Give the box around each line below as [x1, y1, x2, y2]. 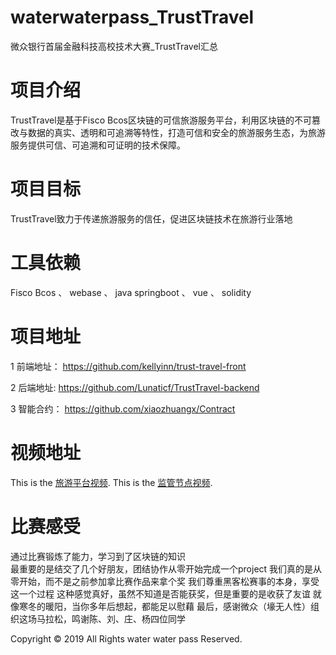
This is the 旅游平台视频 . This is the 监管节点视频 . [10, 476, 213, 488]
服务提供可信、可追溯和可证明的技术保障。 [10, 139, 186, 151]
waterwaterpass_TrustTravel [10, 6, 255, 29]
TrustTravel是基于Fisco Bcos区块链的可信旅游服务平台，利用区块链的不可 [10, 114, 312, 126]
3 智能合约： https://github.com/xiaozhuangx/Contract [10, 402, 236, 415]
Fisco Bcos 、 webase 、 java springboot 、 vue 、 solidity [10, 286, 252, 298]
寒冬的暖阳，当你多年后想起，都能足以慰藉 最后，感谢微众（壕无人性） [18, 600, 311, 612]
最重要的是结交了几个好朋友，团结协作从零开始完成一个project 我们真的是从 [10, 562, 323, 575]
